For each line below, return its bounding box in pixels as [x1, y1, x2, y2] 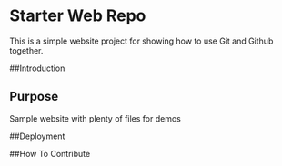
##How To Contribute [9, 148, 91, 159]
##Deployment [9, 131, 65, 142]
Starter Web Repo [9, 5, 146, 26]
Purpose [9, 89, 59, 104]
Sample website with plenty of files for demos [9, 112, 182, 123]
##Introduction [9, 63, 65, 73]
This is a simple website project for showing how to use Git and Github [9, 35, 274, 46]
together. [9, 44, 44, 55]
